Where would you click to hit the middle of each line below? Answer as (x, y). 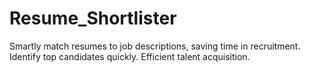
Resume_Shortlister (93, 18)
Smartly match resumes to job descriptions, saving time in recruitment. (155, 46)
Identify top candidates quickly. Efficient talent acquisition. (130, 56)
